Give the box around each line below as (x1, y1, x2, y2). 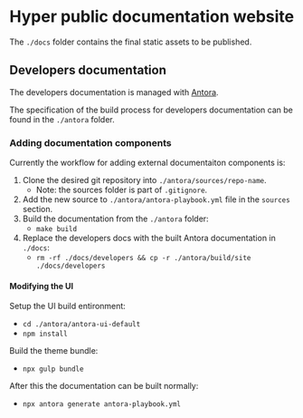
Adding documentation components (9, 136, 172, 149)
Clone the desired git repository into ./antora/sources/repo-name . (22, 175, 267, 186)
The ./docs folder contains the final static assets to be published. (9, 36, 252, 47)
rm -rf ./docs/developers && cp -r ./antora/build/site (35, 254, 251, 263)
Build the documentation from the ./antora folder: (22, 213, 210, 224)
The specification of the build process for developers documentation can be (9, 104, 294, 115)
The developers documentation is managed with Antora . (9, 86, 219, 97)
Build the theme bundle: (9, 345, 99, 356)
